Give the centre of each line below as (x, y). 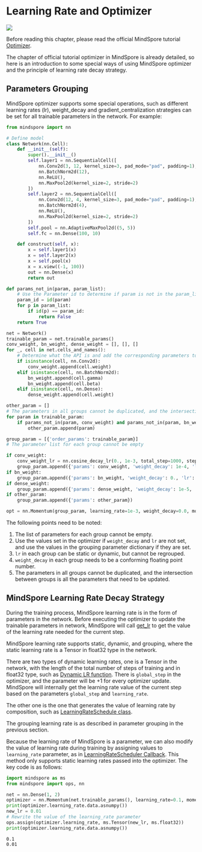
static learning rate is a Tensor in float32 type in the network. (82, 650)
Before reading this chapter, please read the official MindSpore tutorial (93, 39)
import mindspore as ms (36, 778)
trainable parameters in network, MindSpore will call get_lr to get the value (98, 625)
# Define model (25, 138)
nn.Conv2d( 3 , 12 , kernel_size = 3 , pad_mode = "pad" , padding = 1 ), (118, 166)
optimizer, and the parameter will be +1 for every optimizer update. (89, 681)
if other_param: (26, 495)
